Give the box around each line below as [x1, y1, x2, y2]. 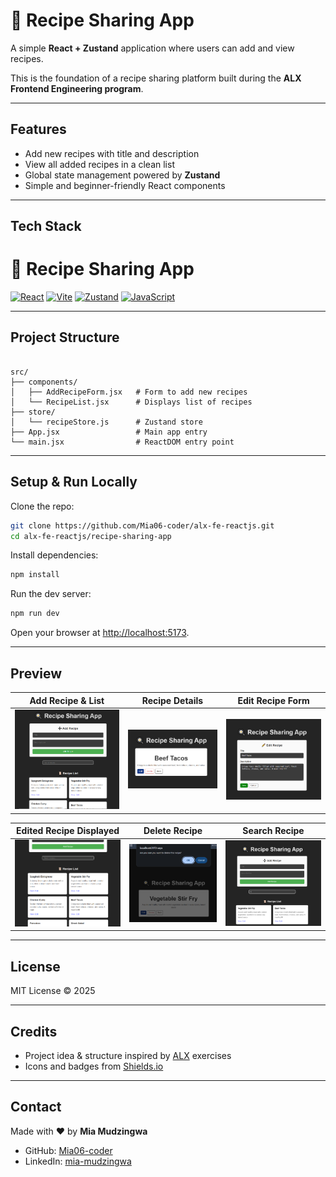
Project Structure [10, 329, 120, 346]
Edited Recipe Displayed [16, 825, 120, 837]
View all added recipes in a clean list [24, 158, 175, 170]
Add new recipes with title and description [24, 147, 200, 159]
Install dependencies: [10, 549, 99, 561]
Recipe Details [141, 694, 204, 706]
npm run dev [10, 609, 60, 619]
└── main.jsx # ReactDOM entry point [10, 437, 235, 447]
